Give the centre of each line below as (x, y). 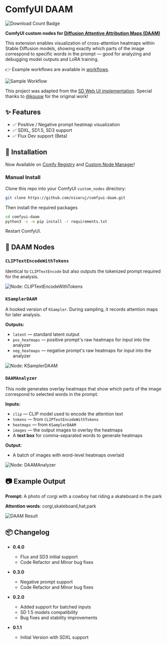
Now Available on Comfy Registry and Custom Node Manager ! (70, 164)
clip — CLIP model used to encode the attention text (68, 414)
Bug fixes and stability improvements (59, 618)
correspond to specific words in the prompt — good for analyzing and (78, 54)
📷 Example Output (35, 481)
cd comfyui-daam (22, 217)
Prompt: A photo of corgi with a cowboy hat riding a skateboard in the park (83, 496)
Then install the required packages (41, 207)
